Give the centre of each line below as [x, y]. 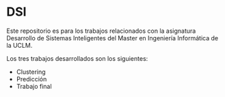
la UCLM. [19, 45]
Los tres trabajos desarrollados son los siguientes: [77, 58]
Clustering [31, 72]
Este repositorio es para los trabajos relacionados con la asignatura [101, 31]
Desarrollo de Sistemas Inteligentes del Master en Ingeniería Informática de [112, 38]
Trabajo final [34, 86]
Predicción [31, 79]
